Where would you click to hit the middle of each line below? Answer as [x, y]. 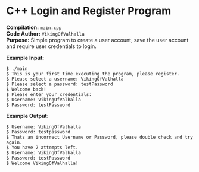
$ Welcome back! [26, 89]
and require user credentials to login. [51, 46]
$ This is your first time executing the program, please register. [93, 74]
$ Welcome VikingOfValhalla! [42, 163]
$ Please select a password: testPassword [60, 84]
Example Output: [27, 116]
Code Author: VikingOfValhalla [45, 33]
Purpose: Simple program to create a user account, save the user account [97, 40]
